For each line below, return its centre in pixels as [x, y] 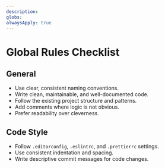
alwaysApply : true [29, 23]
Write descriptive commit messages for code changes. [82, 159]
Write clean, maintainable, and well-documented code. [82, 94]
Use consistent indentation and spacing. [64, 153]
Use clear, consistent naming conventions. [66, 88]
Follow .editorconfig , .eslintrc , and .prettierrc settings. [87, 147]
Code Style [27, 132]
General [21, 74]
